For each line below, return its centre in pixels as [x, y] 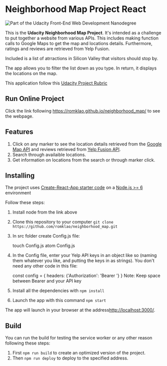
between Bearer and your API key [47, 281]
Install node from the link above [45, 212]
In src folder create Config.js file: [46, 236]
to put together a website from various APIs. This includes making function [82, 38]
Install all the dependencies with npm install [58, 290]
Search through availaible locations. [49, 154]
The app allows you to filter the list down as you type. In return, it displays [81, 68]
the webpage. [19, 116]
